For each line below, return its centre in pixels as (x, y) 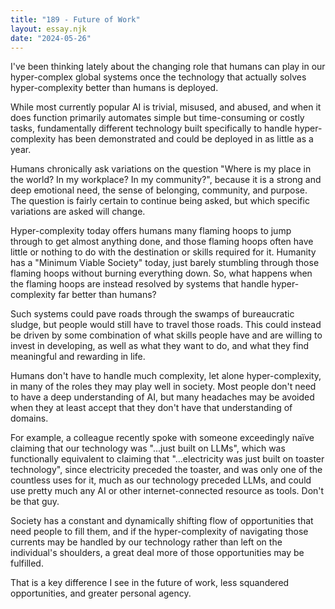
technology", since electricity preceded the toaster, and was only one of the (166, 470)
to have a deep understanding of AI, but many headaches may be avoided (162, 397)
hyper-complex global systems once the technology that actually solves (158, 77)
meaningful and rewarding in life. (78, 357)
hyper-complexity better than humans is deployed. (114, 88)
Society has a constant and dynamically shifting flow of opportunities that (162, 521)
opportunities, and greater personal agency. (101, 593)
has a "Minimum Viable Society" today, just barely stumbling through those (165, 263)
